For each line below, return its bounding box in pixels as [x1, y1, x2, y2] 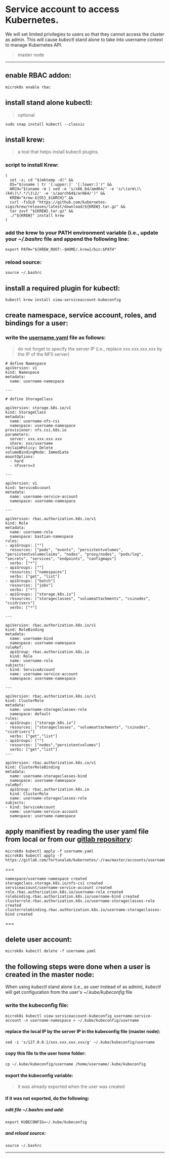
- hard [10, 458, 24, 463]
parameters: [5, 432, 30, 437]
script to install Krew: [5, 161, 59, 168]
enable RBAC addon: [5, 71, 72, 80]
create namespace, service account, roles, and [5, 311, 157, 320]
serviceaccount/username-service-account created [5, 885, 112, 890]
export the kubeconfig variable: [5, 1072, 73, 1078]
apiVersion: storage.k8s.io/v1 [5, 405, 71, 410]
